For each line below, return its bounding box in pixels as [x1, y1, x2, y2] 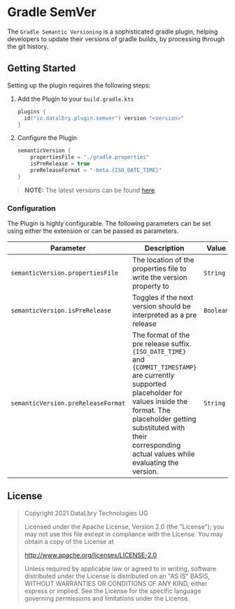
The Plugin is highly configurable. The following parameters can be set [7, 220, 211, 228]
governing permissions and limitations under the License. [24, 594, 190, 602]
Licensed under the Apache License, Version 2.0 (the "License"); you [24, 522, 225, 531]
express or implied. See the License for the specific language [24, 587, 201, 595]
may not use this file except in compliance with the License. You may [24, 529, 224, 538]
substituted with [131, 423, 185, 433]
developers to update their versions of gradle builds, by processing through [7, 34, 225, 43]
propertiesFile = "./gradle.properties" [30, 154, 150, 161]
